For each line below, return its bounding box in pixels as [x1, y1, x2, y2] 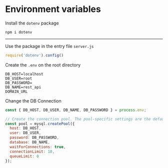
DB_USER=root [5, 76, 32, 81]
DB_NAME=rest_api [5, 84, 41, 89]
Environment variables [5, 3, 101, 15]
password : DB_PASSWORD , [9, 135, 59, 140]
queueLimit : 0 [9, 153, 39, 158]
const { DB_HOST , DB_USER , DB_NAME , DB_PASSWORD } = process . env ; [5, 107, 146, 112]
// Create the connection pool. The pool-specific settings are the [5, 116, 151, 121]
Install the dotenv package [5, 20, 59, 26]
